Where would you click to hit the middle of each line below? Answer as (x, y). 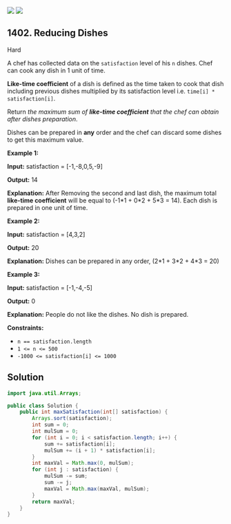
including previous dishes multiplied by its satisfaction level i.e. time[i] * (111, 91)
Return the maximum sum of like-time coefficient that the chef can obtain (113, 112)
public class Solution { (43, 406)
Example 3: (23, 274)
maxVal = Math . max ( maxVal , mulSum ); (97, 489)
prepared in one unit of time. (48, 207)
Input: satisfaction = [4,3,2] (46, 234)
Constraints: (26, 328)
